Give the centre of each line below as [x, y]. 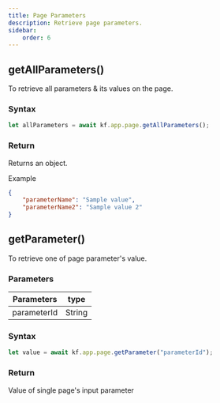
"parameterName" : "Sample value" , [79, 200]
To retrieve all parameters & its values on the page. [91, 89]
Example [22, 178]
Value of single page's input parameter [71, 390]
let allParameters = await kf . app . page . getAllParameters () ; [109, 126]
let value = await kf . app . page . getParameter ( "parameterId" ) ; [111, 352]
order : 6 [37, 38]
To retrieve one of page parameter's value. [78, 258]
